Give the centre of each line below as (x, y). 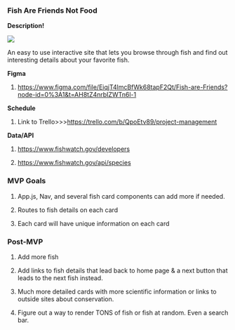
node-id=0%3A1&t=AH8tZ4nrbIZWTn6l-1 (77, 95)
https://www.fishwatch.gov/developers (74, 149)
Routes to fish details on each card (68, 210)
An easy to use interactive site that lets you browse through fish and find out (117, 53)
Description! (26, 26)
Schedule (22, 108)
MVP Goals (27, 181)
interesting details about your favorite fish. (68, 60)
